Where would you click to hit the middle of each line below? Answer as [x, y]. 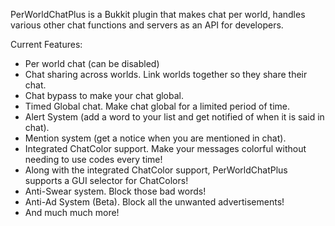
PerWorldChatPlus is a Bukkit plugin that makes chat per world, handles [158, 14]
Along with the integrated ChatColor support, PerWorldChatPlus [156, 170]
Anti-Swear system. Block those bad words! [115, 191]
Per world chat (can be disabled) [92, 63]
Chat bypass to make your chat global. [104, 95]
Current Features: [46, 44]
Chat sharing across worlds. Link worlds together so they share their [166, 74]
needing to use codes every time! [93, 159]
